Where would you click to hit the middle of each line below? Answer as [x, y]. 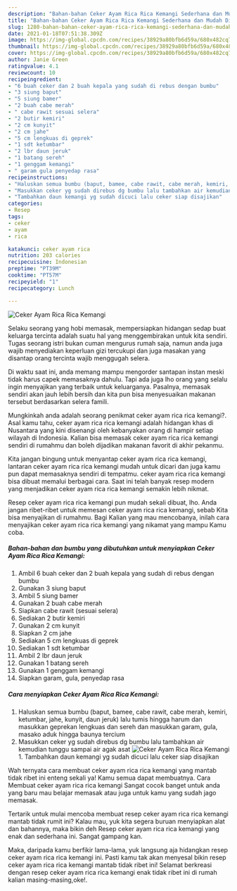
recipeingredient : [35, 79]
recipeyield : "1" [33, 282]
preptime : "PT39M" [35, 269]
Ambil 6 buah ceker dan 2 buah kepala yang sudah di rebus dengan [116, 574]
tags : [16, 217]
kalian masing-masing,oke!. [48, 880]
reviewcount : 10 [32, 72]
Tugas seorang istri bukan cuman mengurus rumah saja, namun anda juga [115, 343]
